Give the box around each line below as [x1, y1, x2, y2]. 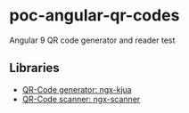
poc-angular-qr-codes [9, 5, 180, 26]
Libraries [9, 61, 60, 76]
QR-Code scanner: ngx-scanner [21, 93, 141, 104]
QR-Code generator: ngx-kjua [21, 84, 132, 94]
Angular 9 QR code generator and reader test [9, 35, 176, 45]
